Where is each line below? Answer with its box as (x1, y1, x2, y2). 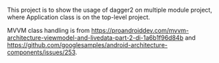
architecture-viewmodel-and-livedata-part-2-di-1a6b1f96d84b (7, 34, 183, 42)
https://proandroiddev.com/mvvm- (91, 27, 190, 34)
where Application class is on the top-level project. (7, 13, 151, 21)
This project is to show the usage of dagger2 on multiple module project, (7, 6, 212, 14)
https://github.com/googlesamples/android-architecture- (7, 41, 168, 49)
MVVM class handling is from (7, 27, 90, 34)
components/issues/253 (7, 48, 76, 56)
